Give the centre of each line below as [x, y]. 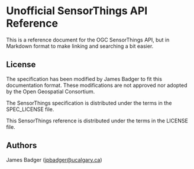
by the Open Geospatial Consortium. [51, 91]
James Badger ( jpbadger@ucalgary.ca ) [54, 160]
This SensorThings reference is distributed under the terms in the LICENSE [97, 121]
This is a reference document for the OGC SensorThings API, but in [88, 40]
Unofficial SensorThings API [77, 11]
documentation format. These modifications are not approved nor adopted [97, 85]
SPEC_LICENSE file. [30, 109]
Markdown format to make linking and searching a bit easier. [80, 46]
